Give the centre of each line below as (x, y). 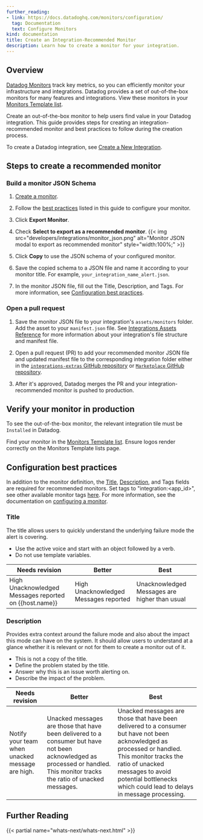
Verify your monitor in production (70, 409)
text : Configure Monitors (44, 29)
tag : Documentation (36, 23)
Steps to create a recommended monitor (84, 166)
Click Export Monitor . (42, 220)
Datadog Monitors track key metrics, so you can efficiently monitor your (96, 85)
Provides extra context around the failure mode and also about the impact (98, 634)
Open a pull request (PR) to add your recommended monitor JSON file (102, 353)
